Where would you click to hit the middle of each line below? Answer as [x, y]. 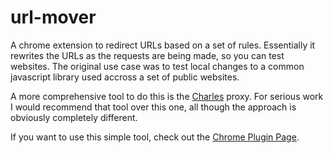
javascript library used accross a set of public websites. [125, 77]
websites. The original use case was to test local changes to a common [157, 66]
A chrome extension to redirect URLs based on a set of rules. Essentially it [163, 45]
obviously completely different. [74, 117]
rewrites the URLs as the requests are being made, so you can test [147, 55]
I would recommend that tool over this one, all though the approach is [153, 107]
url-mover [53, 17]
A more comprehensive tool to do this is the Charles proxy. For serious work [167, 96]
